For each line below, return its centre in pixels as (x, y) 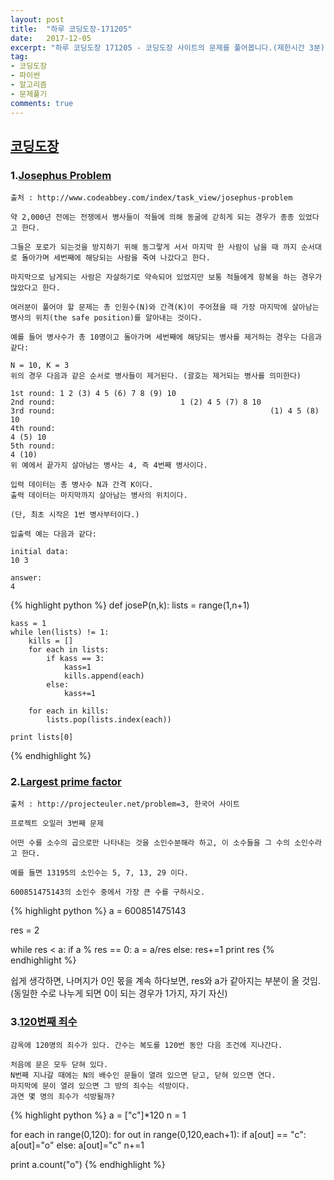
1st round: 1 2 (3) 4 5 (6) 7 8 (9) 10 (93, 394)
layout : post (37, 19)
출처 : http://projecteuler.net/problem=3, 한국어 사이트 (125, 804)
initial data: (40, 552)
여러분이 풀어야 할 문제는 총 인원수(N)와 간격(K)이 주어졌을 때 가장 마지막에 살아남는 (165, 307)
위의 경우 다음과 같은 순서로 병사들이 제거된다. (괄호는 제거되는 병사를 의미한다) (156, 376)
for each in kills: (69, 711)
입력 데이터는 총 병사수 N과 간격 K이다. (82, 485)
